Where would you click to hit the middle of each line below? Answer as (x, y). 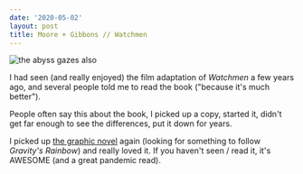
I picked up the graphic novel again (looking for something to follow (135, 142)
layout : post (34, 26)
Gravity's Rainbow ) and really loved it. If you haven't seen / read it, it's (140, 151)
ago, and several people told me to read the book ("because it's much (140, 87)
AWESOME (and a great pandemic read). (85, 160)
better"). (25, 96)
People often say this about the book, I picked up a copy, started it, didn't (146, 114)
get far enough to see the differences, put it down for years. (121, 124)
